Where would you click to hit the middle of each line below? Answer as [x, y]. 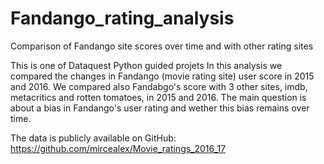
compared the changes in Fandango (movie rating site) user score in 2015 [162, 76]
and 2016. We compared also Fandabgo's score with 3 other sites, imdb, [159, 86]
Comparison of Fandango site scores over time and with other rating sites [162, 46]
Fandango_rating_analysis [122, 18]
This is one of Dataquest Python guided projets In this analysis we [146, 65]
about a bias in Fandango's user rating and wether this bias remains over [160, 108]
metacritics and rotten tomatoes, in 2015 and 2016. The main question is [158, 97]
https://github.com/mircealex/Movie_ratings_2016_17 [118, 148]
